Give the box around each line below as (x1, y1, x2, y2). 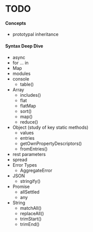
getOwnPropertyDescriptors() (20, 140, 82, 146)
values (20, 130, 34, 136)
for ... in (12, 59, 29, 66)
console (12, 75, 29, 82)
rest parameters (12, 151, 46, 157)
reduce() (20, 119, 39, 125)
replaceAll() (20, 210, 44, 216)
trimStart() (20, 216, 42, 222)
